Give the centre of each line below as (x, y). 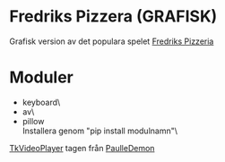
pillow (33, 121)
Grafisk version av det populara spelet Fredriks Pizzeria (112, 41)
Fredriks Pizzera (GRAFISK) (113, 17)
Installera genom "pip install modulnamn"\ (100, 131)
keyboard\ (41, 102)
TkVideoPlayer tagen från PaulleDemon (82, 148)
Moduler (42, 77)
